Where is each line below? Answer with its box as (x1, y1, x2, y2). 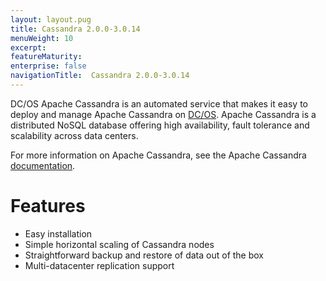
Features (10, 195, 86, 218)
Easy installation (24, 227, 93, 240)
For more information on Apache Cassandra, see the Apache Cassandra (10, 149, 307, 161)
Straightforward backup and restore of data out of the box (24, 249, 265, 261)
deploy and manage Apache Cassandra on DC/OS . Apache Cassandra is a (10, 108, 317, 120)
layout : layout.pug (10, 14, 92, 25)
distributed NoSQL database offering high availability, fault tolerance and (10, 119, 310, 131)
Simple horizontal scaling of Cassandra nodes (24, 238, 215, 250)
